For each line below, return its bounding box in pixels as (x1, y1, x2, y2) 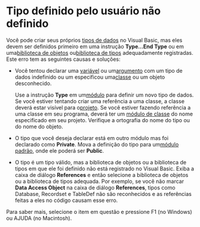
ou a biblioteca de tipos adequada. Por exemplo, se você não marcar (14, 178, 184, 185)
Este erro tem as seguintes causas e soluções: (6, 55, 121, 63)
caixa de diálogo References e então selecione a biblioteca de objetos (14, 171, 189, 178)
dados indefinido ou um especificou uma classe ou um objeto (14, 73, 165, 80)
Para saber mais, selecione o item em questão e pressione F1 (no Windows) (6, 208, 192, 215)
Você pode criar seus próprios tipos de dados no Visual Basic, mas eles (6, 36, 183, 43)
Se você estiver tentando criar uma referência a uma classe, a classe (14, 97, 185, 105)
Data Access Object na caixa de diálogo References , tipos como (14, 184, 176, 191)
